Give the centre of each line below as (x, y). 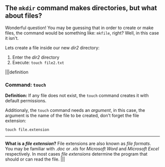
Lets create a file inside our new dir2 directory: (52, 48)
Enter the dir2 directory (36, 57)
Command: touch (26, 85)
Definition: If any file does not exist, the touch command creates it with (77, 96)
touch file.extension (27, 130)
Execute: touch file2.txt (38, 62)
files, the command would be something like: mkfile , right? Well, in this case (82, 33)
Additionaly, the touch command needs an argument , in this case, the (75, 110)
